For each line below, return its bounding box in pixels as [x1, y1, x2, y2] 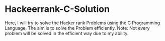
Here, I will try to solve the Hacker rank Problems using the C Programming [5, 20, 160, 26]
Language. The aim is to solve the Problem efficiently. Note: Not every [5, 25, 150, 31]
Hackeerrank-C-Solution [5, 3, 110, 15]
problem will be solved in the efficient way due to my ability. [5, 30, 129, 36]
